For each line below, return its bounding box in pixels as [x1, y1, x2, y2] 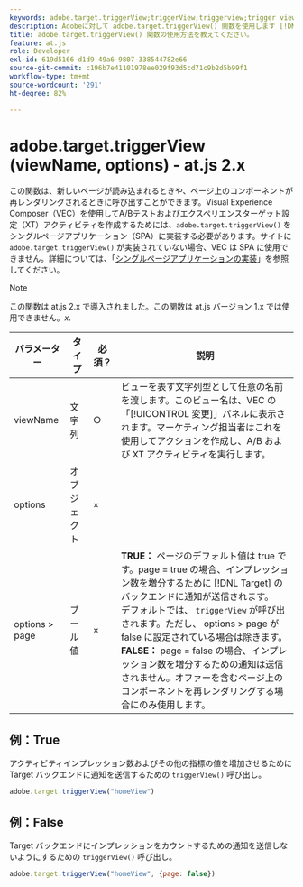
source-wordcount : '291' [9, 80, 103, 89]
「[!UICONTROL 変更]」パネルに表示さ [121, 408, 286, 420]
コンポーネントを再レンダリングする [121, 685, 275, 698]
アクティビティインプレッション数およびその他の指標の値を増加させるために [9, 758, 293, 769]
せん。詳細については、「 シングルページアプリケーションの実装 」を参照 [24, 254, 289, 264]
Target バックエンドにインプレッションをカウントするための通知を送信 [9, 840, 272, 851]
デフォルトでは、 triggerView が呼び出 [121, 604, 286, 616]
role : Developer [9, 47, 70, 56]
